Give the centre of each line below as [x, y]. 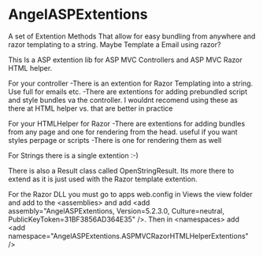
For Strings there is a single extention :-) [74, 155]
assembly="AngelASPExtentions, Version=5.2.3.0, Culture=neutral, [116, 210]
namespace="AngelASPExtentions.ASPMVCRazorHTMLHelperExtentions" [129, 236]
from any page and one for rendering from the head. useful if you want [123, 132]
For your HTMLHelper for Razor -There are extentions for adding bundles [127, 123]
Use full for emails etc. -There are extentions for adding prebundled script [128, 91]
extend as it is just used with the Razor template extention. [103, 179]
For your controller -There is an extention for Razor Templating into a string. [131, 83]
